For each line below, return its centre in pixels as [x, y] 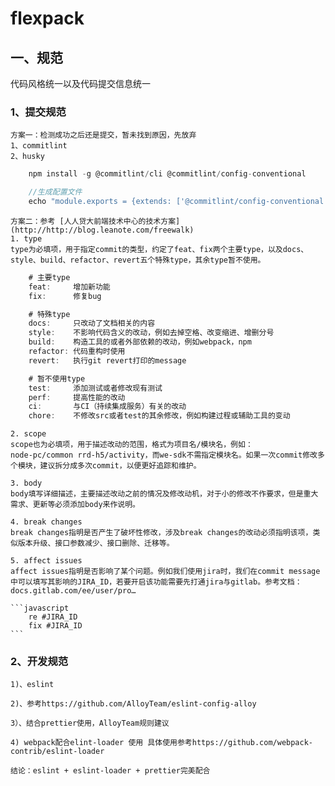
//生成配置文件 [55, 192]
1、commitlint [39, 146]
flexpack [47, 18]
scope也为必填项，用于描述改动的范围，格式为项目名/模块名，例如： [131, 445]
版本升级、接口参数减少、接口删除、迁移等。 [96, 543]
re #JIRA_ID [53, 617]
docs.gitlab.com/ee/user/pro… [73, 591]
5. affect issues [46, 561]
